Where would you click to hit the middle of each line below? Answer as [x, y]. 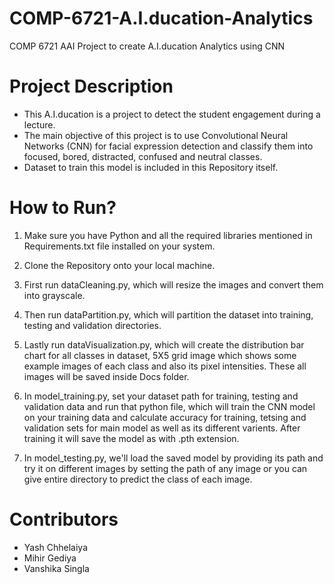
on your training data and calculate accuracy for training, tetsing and [165, 417]
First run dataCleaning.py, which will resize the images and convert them [173, 284]
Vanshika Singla [56, 568]
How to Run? [63, 208]
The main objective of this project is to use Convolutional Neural [156, 135]
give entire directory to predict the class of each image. [138, 479]
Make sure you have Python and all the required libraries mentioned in [168, 235]
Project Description [91, 86]
